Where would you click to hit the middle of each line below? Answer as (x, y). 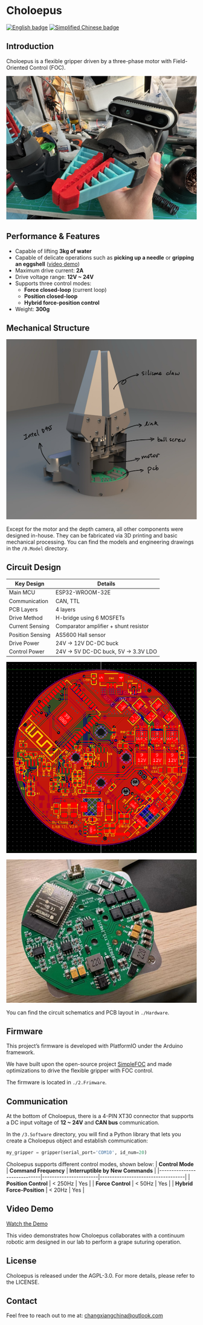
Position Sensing (30, 635)
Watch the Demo (27, 1224)
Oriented (17, 67)
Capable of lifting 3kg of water (53, 251)
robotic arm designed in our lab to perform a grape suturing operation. (94, 1242)
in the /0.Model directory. (37, 548)
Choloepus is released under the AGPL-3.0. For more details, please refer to (101, 1275)
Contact (22, 1301)
